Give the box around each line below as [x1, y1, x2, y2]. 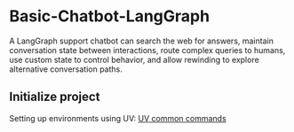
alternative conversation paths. [9, 64, 123, 74]
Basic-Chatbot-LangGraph [9, 6, 211, 27]
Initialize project [9, 89, 100, 105]
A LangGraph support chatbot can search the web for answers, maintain [9, 35, 274, 46]
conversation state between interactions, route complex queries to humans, [9, 44, 286, 55]
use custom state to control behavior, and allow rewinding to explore [9, 54, 259, 65]
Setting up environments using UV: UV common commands [9, 113, 226, 123]
